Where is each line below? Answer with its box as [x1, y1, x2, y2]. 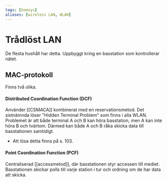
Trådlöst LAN [5, 34, 62, 45]
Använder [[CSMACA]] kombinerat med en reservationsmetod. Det [5, 107, 144, 113]
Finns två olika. [5, 84, 37, 90]
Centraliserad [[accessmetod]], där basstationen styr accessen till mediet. [5, 161, 160, 167]
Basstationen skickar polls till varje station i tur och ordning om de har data [5, 166, 161, 172]
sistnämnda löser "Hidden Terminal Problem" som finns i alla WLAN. [5, 112, 148, 118]
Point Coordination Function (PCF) [5, 150, 79, 156]
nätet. [5, 56, 18, 62]
